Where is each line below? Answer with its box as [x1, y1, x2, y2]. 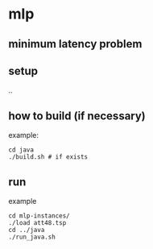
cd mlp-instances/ [8, 212, 70, 220]
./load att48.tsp [8, 219, 67, 227]
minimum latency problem [8, 37, 143, 51]
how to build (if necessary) [8, 109, 147, 122]
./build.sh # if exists [8, 153, 89, 161]
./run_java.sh [8, 233, 56, 242]
